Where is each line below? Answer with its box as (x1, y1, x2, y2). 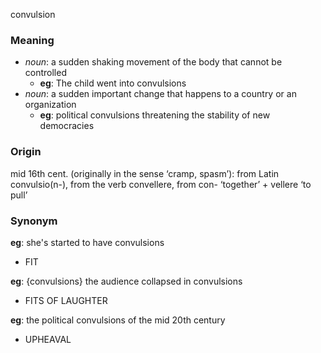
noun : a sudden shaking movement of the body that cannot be (24, 56, 283, 68)
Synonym (10, 214, 58, 228)
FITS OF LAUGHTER (24, 294, 108, 306)
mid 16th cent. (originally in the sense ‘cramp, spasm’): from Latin (10, 167, 280, 179)
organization (24, 99, 77, 111)
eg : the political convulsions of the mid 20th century (10, 314, 226, 326)
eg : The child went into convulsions (39, 77, 187, 89)
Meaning (10, 33, 55, 47)
